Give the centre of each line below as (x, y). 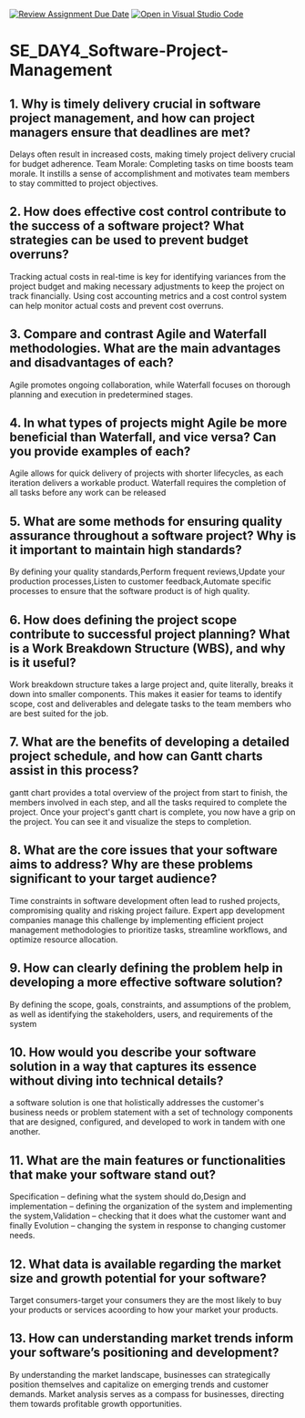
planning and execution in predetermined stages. (102, 394)
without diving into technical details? (117, 1080)
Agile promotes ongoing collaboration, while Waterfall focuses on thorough (150, 385)
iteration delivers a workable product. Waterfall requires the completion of (148, 483)
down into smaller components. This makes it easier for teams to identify (146, 694)
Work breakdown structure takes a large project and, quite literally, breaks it (152, 684)
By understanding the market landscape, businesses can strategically (140, 1374)
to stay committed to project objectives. (84, 183)
